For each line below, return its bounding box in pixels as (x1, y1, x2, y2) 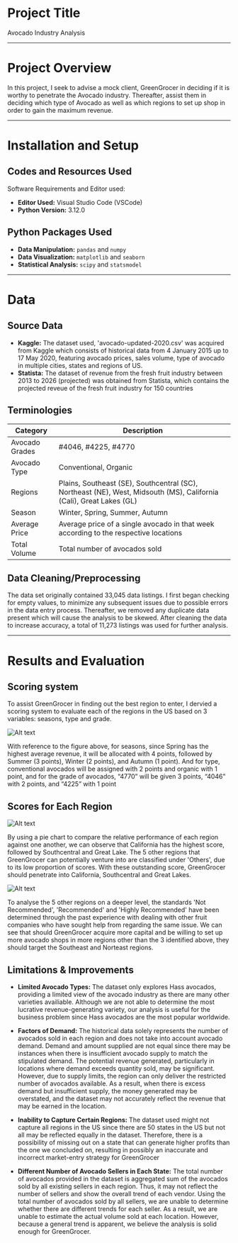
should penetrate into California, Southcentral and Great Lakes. (7, 871, 191, 879)
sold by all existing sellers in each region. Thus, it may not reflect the (17, 1182, 218, 1191)
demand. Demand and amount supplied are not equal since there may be (17, 1041, 231, 1050)
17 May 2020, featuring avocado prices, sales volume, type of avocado (17, 353, 225, 362)
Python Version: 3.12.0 (17, 206, 86, 214)
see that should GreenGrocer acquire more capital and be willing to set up (7, 928, 223, 937)
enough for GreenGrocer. (17, 1227, 91, 1235)
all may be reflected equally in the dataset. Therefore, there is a (17, 1130, 203, 1139)
